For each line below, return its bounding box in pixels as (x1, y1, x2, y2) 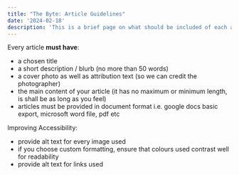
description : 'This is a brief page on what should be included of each (7, 23, 228, 31)
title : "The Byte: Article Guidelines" (7, 10, 126, 18)
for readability (17, 152, 59, 161)
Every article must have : (7, 43, 80, 52)
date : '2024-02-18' (7, 17, 65, 24)
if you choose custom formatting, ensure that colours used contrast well (17, 145, 230, 154)
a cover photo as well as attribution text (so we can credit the (17, 72, 198, 80)
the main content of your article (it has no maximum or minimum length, (17, 87, 228, 96)
